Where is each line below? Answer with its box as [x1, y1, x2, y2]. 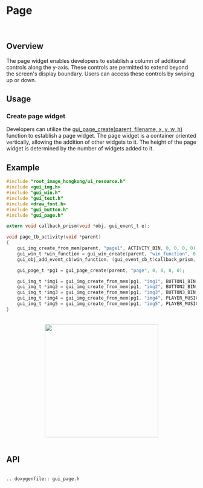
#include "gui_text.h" [6, 195, 63, 201]
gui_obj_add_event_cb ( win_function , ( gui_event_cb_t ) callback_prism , [17, 256, 196, 263]
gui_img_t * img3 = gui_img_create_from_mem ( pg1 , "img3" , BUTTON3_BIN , [17, 289, 199, 296]
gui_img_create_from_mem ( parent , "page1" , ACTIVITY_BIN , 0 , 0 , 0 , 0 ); [17, 245, 199, 251]
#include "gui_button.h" [6, 207, 69, 213]
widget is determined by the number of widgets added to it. [6, 145, 154, 152]
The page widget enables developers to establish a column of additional [6, 57, 186, 64]
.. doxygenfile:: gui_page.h [6, 475, 80, 482]
